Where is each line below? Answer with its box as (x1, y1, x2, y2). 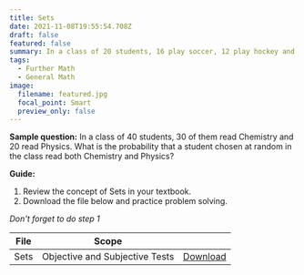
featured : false (9, 38, 71, 48)
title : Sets (9, 13, 55, 23)
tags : (9, 56, 30, 65)
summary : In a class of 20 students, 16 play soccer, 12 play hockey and (9, 47, 296, 56)
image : (9, 81, 35, 90)
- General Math (17, 73, 76, 82)
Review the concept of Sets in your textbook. (22, 186, 192, 197)
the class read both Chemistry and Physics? (9, 151, 175, 162)
